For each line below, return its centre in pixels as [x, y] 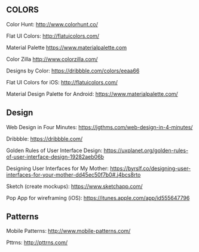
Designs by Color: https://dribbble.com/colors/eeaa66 [73, 71]
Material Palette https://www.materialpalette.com [67, 47]
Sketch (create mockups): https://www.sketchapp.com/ [74, 186]
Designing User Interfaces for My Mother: [57, 168]
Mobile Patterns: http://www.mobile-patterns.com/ [68, 231]
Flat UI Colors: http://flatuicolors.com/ [53, 36]
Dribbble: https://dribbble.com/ [45, 139]
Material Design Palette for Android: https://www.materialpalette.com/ [92, 94]
